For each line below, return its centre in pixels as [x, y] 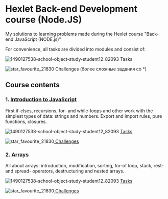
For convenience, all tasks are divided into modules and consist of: [76, 49]
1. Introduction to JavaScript [41, 99]
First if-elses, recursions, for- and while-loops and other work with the [79, 111]
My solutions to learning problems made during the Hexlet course [74, 34]
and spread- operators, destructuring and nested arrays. [65, 171]
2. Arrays [17, 155]
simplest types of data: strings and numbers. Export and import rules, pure [84, 116]
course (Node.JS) [44, 20]
